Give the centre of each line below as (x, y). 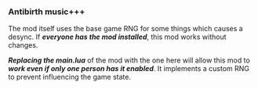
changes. (23, 45)
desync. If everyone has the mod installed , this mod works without (117, 37)
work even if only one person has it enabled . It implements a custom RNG (129, 69)
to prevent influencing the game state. (70, 77)
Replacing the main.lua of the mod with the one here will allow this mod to (129, 60)
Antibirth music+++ (47, 12)
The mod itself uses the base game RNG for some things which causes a (125, 29)
